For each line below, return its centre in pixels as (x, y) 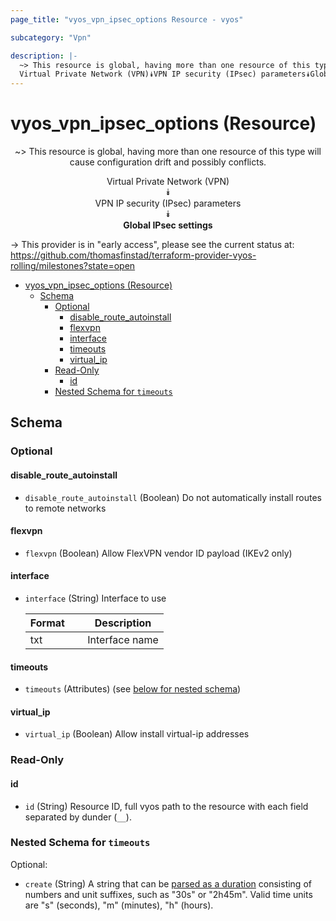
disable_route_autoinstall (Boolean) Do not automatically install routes (173, 497)
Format (47, 623)
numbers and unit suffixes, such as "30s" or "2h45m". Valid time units (168, 894)
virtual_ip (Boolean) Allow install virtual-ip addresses (137, 734)
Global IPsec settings (168, 225)
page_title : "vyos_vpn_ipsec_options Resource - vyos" (127, 19)
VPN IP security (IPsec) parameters (168, 203)
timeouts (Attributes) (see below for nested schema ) (133, 689)
